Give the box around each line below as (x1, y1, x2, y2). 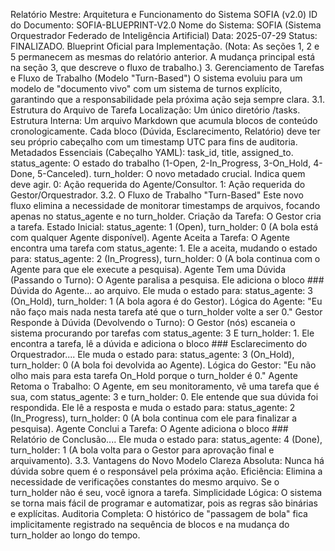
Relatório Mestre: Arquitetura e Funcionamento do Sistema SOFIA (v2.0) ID (10, 9, 318, 20)
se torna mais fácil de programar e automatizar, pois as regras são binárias (10, 497, 318, 509)
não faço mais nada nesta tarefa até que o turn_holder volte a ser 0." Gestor (10, 306, 323, 318)
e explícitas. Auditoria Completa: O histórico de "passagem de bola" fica (10, 508, 308, 519)
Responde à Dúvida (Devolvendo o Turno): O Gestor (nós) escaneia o (10, 317, 296, 328)
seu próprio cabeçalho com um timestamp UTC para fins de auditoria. (10, 136, 298, 148)
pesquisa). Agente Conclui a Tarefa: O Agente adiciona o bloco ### (10, 423, 289, 434)
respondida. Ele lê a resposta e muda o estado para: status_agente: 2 (10, 402, 296, 413)
